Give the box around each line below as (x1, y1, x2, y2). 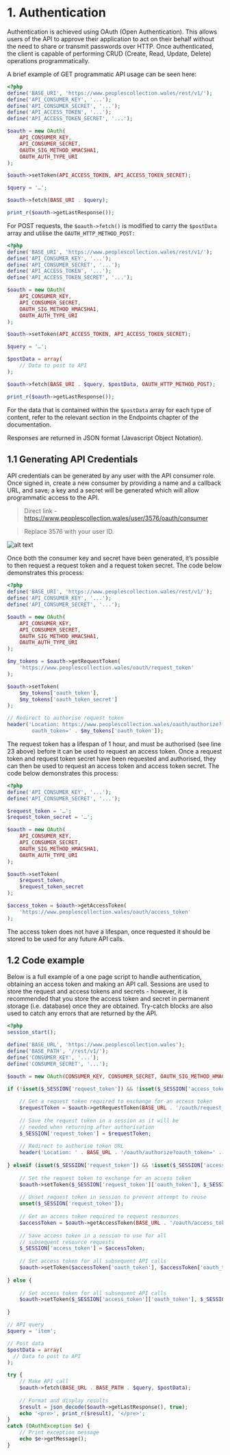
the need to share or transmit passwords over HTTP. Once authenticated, (7, 42, 214, 50)
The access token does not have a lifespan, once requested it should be (7, 927, 211, 936)
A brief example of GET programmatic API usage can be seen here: (7, 70, 197, 78)
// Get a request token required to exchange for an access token (19, 1098, 213, 1105)
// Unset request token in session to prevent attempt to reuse (19, 1194, 207, 1201)
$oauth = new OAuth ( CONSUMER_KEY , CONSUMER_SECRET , (7, 1073, 157, 1080)
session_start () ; (7, 1029, 57, 1036)
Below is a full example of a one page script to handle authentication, (7, 973, 202, 981)
